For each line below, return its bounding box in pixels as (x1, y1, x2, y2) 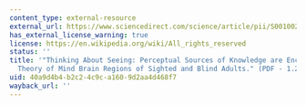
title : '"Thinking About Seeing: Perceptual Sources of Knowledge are (9, 56, 283, 65)
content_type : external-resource (9, 13, 137, 23)
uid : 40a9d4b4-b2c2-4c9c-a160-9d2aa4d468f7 (9, 73, 178, 82)
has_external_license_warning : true (9, 30, 148, 39)
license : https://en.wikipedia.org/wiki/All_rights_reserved (9, 38, 247, 48)
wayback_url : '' (9, 81, 71, 90)
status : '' (9, 47, 51, 57)
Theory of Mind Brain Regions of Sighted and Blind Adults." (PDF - (17, 65, 283, 74)
